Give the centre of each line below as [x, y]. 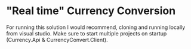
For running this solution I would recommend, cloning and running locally [96, 27]
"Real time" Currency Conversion [91, 11]
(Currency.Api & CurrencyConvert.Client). [57, 40]
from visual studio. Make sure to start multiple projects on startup [87, 33]
